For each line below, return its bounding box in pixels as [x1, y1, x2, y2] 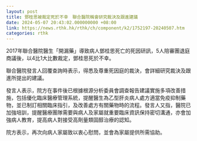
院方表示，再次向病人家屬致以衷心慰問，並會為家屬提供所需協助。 [6, 129, 165, 136]
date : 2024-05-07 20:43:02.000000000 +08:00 [6, 19, 117, 25]
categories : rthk [6, 31, 49, 36]
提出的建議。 [16, 75, 47, 82]
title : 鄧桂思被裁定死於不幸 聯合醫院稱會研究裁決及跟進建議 [6, 14, 138, 20]
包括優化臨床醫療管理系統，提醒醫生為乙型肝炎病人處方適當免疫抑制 [16, 95, 181, 102]
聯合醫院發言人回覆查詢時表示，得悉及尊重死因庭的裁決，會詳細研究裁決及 [6, 67, 186, 74]
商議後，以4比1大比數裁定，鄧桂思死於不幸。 [6, 55, 114, 62]
